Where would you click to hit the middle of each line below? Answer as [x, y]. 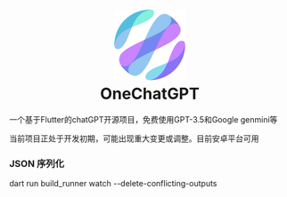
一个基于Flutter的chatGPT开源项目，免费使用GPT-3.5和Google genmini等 [143, 119]
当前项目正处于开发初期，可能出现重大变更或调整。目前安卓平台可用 [134, 138]
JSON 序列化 [37, 163]
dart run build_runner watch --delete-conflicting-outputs [113, 184]
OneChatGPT [150, 94]
